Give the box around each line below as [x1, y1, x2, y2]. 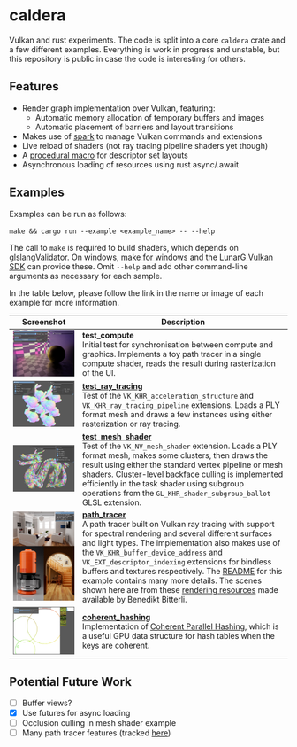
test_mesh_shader [82, 431, 152, 441]
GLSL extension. [82, 497, 142, 508]
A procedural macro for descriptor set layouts [21, 150, 188, 160]
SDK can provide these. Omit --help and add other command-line [9, 261, 249, 271]
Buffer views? [21, 697, 72, 708]
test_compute [82, 330, 134, 340]
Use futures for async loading [21, 708, 131, 719]
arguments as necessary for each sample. [9, 270, 163, 281]
